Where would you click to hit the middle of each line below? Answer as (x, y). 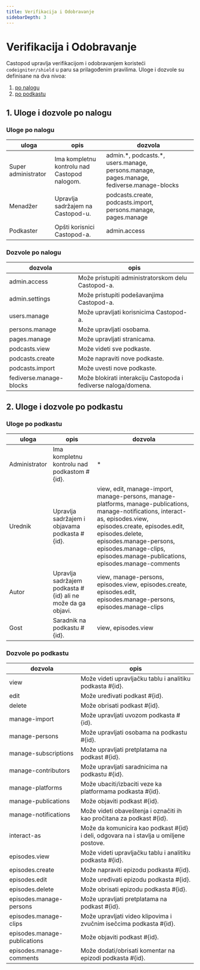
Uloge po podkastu (34, 424)
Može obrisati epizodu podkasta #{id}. (134, 889)
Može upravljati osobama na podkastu (134, 733)
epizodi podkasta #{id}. (113, 958)
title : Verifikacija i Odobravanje (50, 12)
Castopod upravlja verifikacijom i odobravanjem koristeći (76, 63)
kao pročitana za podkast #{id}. (124, 818)
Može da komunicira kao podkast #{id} (134, 828)
